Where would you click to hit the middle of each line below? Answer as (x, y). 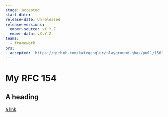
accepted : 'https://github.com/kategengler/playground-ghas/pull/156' (87, 53)
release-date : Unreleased (33, 19)
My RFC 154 (31, 78)
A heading (22, 97)
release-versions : (25, 24)
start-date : (18, 15)
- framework (23, 43)
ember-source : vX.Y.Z (33, 29)
